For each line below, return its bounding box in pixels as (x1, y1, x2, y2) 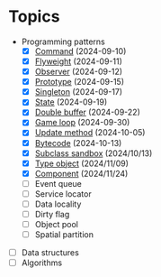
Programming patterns (21, 36, 105, 47)
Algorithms (21, 257, 63, 268)
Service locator (34, 188, 92, 199)
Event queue (34, 178, 82, 189)
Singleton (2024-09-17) (34, 87, 123, 97)
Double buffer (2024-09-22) (34, 106, 140, 118)
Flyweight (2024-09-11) (34, 56, 123, 67)
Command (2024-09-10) (34, 45, 127, 56)
